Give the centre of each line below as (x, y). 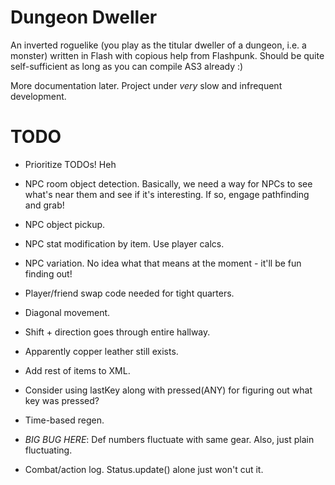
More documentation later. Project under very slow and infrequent (146, 85)
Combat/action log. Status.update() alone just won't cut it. (144, 469)
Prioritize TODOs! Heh (70, 164)
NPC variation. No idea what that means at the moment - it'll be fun (163, 263)
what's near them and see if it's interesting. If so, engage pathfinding (167, 194)
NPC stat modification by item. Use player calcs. (124, 243)
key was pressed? (62, 400)
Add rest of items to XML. (77, 370)
